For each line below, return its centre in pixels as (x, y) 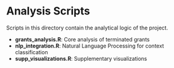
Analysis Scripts (48, 11)
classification (31, 52)
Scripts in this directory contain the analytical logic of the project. (87, 28)
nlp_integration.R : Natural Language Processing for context (89, 46)
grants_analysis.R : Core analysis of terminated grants (82, 39)
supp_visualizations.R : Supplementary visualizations (81, 58)
